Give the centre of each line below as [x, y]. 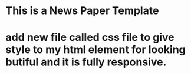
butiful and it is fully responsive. [86, 62]
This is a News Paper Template [82, 11]
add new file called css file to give [90, 38]
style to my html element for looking [96, 50]
